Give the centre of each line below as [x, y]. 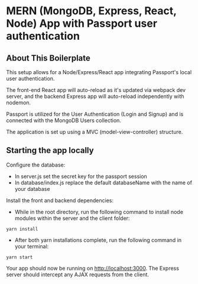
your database [32, 189]
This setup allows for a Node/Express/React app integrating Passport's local [99, 72]
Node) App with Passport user [82, 23]
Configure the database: [36, 165]
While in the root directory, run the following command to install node [99, 212]
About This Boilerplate [48, 58]
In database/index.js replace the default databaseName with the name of [103, 183]
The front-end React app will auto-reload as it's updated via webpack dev [96, 90]
